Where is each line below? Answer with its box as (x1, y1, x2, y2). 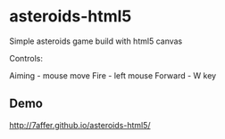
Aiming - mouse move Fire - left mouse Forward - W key (9, 69, 217, 81)
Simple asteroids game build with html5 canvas (9, 36, 183, 46)
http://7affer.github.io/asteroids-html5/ (9, 119, 151, 130)
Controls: (9, 53, 43, 63)
